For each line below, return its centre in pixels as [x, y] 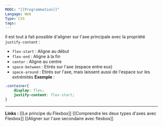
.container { [17, 86]
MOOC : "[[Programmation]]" [32, 9]
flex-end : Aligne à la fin [36, 57]
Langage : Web [18, 14]
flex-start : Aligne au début [41, 51]
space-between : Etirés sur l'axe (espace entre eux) [62, 67]
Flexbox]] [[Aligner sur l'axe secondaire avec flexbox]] [59, 118]
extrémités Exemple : [33, 77]
